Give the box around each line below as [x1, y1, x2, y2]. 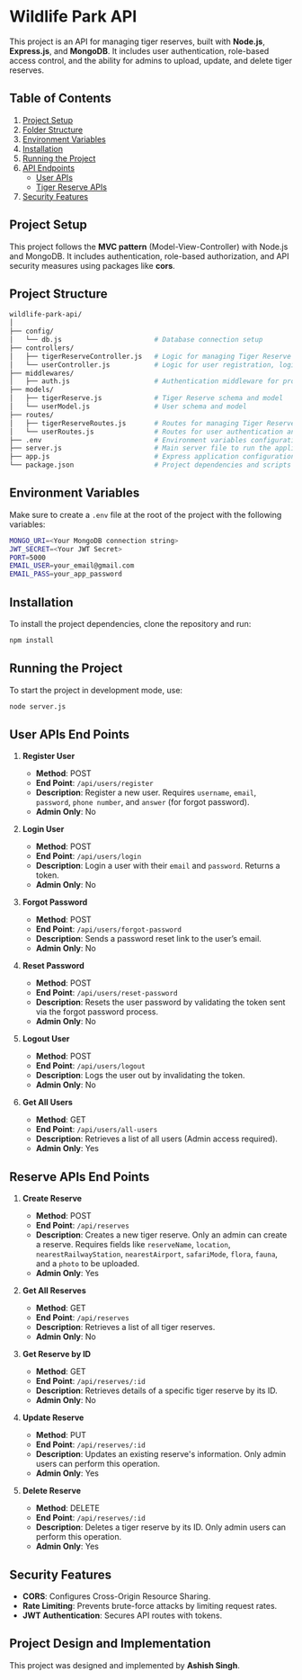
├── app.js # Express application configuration [9, 452, 296, 461]
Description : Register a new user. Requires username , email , [35, 787, 257, 798]
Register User [22, 751, 75, 762]
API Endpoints [22, 162, 75, 173]
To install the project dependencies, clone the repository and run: [9, 619, 252, 629]
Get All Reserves [22, 1285, 87, 1296]
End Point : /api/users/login [35, 851, 142, 862]
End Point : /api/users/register [35, 778, 155, 789]
